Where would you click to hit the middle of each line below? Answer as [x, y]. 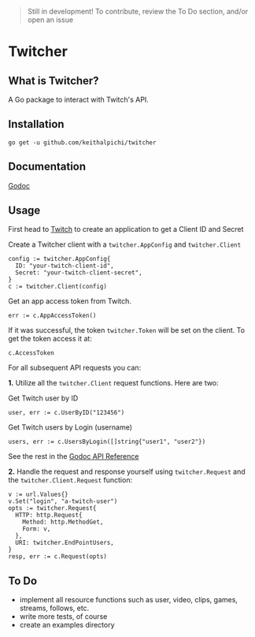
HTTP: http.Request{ [49, 516]
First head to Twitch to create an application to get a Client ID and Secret [126, 229]
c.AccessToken [31, 353]
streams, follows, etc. [54, 608]
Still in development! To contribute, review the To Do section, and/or [138, 11]
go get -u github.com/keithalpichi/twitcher [82, 142]
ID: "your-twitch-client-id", [65, 266]
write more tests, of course [63, 617]
